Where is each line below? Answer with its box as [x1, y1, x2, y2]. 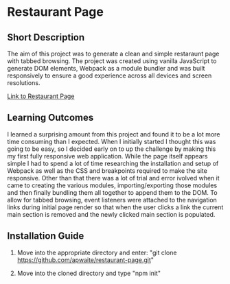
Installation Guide [7, 230, 84, 242]
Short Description [7, 32, 85, 43]
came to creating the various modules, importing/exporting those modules [7, 181, 218, 189]
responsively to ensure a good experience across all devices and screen [7, 71, 212, 80]
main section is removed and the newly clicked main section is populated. [7, 210, 216, 218]
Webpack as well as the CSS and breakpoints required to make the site [7, 166, 207, 175]
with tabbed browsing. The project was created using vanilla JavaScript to [7, 57, 218, 65]
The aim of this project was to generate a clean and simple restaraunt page [7, 49, 220, 58]
